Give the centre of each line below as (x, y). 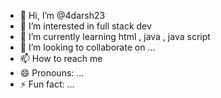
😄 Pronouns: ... (52, 73)
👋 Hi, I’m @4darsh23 (62, 15)
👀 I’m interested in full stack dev (85, 26)
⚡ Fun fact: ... (47, 84)
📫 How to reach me (61, 58)
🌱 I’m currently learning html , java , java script (115, 36)
